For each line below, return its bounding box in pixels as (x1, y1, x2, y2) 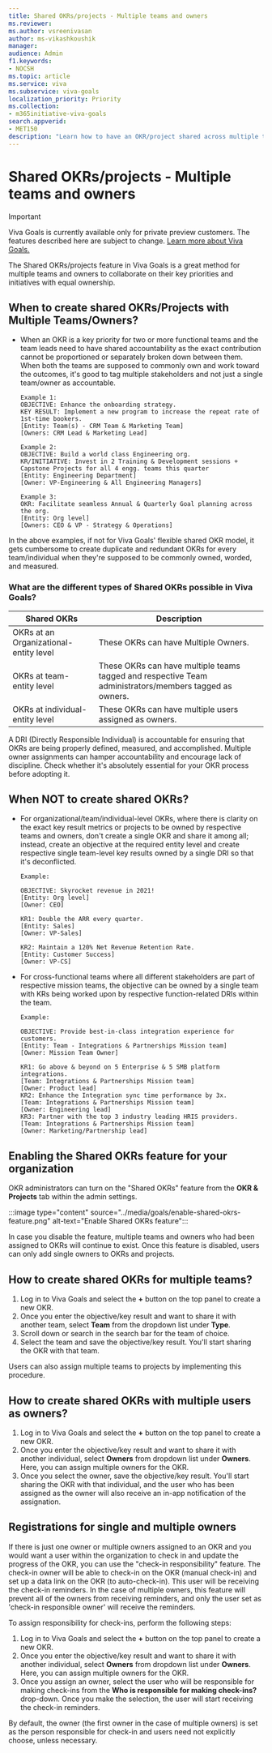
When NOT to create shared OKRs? (8, 792, 189, 807)
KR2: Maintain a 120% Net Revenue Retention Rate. (19, 944, 195, 952)
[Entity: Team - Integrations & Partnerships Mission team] (19, 1042, 227, 1050)
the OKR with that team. (19, 1346, 100, 1356)
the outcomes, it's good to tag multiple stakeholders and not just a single (19, 370, 263, 379)
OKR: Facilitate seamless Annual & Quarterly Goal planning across (19, 500, 253, 508)
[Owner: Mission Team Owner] (19, 1049, 119, 1057)
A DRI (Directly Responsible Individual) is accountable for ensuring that (8, 735, 245, 744)
